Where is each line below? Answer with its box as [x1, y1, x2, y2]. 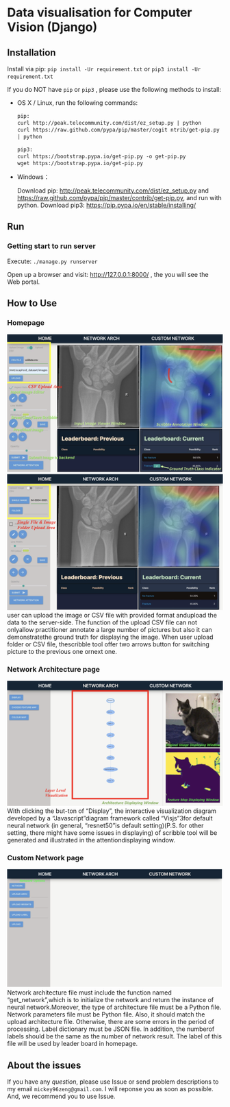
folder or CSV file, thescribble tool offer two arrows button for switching [7, 640, 210, 648]
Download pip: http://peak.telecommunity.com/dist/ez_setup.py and [16, 186, 209, 195]
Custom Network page [7, 853, 84, 862]
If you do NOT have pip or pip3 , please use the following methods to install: [7, 86, 221, 93]
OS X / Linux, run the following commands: [16, 99, 138, 107]
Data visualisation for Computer [7, 5, 193, 21]
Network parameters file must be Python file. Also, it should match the [7, 1010, 205, 1019]
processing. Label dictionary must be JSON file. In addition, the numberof [7, 1025, 215, 1033]
